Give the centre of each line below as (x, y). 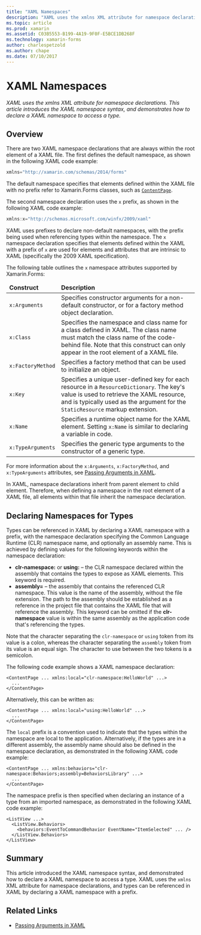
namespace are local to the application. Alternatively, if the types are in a (96, 738)
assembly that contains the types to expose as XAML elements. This (99, 574)
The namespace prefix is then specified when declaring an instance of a (95, 795)
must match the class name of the (109, 337)
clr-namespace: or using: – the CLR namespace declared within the (99, 567)
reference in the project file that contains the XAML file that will (93, 605)
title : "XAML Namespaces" (38, 12)
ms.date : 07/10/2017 (32, 56)
